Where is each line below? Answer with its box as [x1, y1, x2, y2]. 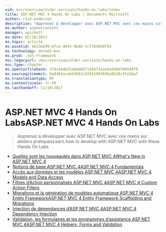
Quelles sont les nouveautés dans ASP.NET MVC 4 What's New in [12, 154, 146, 159]
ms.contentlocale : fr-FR [5, 80, 56, 85]
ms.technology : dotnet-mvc [5, 48, 61, 53]
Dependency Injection [12, 211, 57, 217]
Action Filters [12, 185, 40, 191]
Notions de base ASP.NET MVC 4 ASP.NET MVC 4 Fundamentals [12, 164, 144, 170]
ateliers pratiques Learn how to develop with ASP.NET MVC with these [17, 139, 160, 145]
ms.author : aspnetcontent [5, 26, 58, 31]
